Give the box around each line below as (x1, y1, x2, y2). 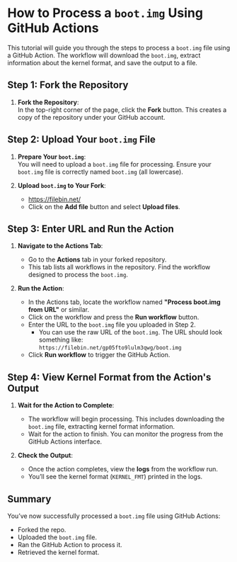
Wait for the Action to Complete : (17, 401, 115, 410)
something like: (38, 335, 83, 344)
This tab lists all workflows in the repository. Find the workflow (28, 263, 211, 271)
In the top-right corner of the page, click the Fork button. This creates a (17, 105, 227, 114)
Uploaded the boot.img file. (17, 533, 98, 541)
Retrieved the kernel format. (17, 548, 100, 556)
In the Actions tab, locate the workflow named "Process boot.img (28, 298, 221, 306)
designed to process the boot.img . (28, 271, 129, 279)
